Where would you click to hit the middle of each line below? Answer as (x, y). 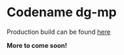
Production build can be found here (59, 32)
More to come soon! (37, 45)
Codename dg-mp (62, 12)
